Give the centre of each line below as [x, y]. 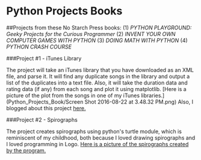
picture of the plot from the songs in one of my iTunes [73, 95]
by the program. [26, 150]
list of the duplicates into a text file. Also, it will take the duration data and [97, 83]
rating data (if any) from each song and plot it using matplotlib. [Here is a [96, 89]
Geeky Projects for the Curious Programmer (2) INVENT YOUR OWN [91, 34]
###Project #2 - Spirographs [42, 120]
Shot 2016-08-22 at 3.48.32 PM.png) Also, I [139, 102]
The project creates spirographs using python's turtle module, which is [94, 131]
